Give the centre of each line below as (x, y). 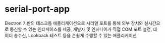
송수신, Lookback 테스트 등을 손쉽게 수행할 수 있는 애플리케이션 (75, 35)
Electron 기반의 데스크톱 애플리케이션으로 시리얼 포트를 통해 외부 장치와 (74, 23)
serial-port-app (37, 9)
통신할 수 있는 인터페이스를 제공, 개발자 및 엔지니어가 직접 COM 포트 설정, (81, 29)
